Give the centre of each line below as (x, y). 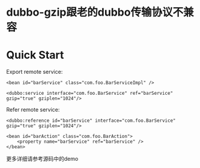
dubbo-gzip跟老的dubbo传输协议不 (95, 12)
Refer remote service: (33, 110)
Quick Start (35, 55)
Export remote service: (35, 72)
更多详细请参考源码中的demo (42, 159)
